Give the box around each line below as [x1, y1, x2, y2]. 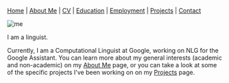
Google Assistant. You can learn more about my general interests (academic [7, 54, 223, 62]
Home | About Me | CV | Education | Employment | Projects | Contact [7, 7, 202, 14]
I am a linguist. [7, 33, 48, 41]
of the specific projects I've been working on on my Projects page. [7, 69, 195, 76]
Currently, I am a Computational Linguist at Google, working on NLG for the [7, 47, 219, 54]
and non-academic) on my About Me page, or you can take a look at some [7, 61, 217, 69]
